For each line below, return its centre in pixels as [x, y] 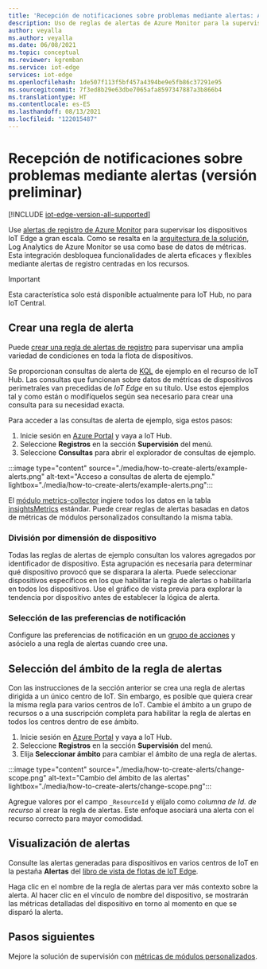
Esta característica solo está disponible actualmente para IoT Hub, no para [130, 294]
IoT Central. [27, 302]
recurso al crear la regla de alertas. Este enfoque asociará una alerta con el [131, 810]
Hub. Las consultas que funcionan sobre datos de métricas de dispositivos [130, 379]
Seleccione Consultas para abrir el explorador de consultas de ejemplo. [138, 452]
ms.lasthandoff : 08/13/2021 [55, 112]
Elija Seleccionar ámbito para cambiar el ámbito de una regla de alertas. [138, 754]
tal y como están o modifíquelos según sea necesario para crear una [121, 396]
